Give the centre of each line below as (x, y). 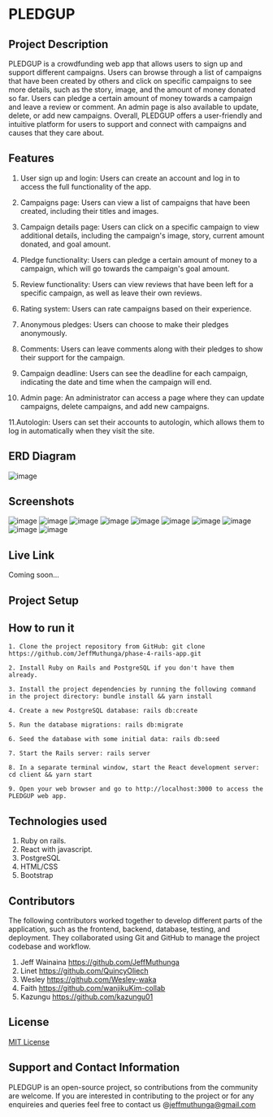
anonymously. (43, 333)
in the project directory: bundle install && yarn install (110, 696)
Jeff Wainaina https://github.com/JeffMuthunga (100, 962)
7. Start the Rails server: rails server (80, 753)
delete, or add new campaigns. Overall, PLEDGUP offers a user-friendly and (135, 116)
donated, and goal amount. (65, 244)
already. (23, 675)
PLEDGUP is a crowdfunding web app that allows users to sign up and (126, 63)
